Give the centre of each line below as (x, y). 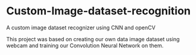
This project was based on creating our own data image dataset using (93, 39)
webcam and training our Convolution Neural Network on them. (85, 45)
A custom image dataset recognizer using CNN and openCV (81, 27)
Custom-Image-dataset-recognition (99, 11)
